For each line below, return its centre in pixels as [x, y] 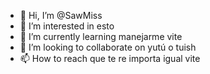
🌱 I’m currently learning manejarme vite [101, 36]
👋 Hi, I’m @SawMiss [61, 15]
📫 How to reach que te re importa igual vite [110, 58]
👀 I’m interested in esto [67, 26]
